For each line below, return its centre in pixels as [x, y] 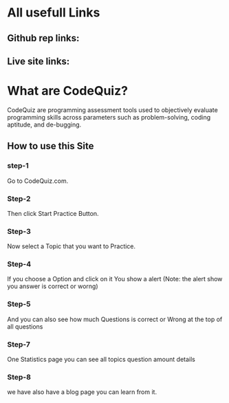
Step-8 [19, 377]
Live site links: [39, 61]
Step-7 [19, 344]
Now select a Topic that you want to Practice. [72, 246]
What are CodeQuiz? [68, 91]
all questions [25, 326]
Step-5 [19, 304]
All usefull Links [54, 13]
